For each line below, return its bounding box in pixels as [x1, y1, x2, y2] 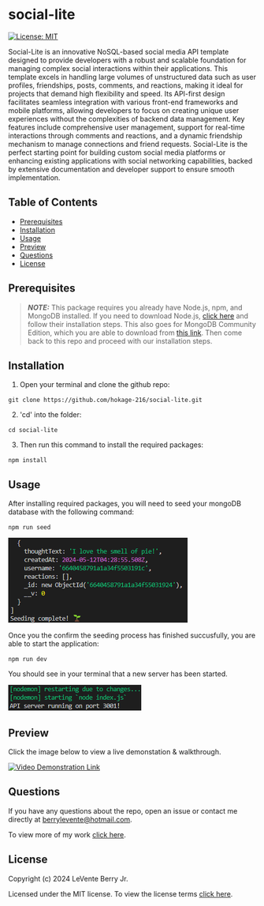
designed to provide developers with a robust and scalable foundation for [8, 55, 247, 65]
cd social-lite [8, 427, 58, 434]
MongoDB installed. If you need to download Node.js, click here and [27, 310, 249, 321]
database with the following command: [8, 507, 134, 517]
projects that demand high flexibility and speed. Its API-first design [8, 88, 225, 98]
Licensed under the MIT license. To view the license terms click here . [8, 889, 233, 898]
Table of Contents [8, 196, 99, 209]
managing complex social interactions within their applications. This [8, 63, 229, 73]
